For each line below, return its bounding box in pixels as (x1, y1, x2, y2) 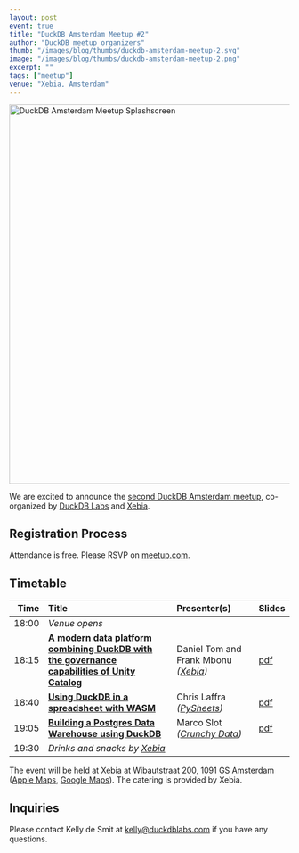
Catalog (47, 676, 83, 689)
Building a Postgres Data (47, 716, 156, 729)
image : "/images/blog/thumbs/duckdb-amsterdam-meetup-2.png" (9, 54, 241, 63)
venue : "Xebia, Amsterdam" (9, 79, 109, 88)
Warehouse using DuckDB (47, 728, 162, 741)
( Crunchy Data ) (176, 728, 242, 741)
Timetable (9, 576, 67, 591)
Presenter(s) (176, 602, 231, 615)
